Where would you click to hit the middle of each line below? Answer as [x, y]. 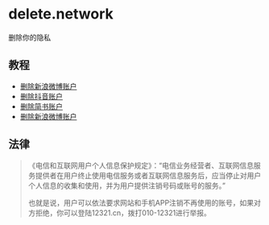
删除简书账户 [41, 106]
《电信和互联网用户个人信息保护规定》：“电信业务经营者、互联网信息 [141, 165]
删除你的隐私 [29, 37]
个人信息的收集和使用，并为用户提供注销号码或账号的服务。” [126, 185]
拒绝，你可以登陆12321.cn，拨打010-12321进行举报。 [123, 212]
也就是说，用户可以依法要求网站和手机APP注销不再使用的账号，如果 [141, 202]
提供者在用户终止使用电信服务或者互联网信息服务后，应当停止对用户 [148, 175]
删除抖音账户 [41, 96]
